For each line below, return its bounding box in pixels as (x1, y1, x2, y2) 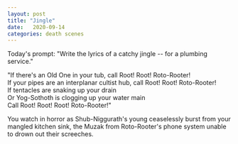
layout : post (7, 10, 46, 18)
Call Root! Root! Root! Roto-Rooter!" (7, 101, 112, 110)
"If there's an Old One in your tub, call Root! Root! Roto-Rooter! (7, 71, 191, 79)
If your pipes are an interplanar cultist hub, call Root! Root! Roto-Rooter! (7, 79, 217, 87)
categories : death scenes (7, 30, 84, 38)
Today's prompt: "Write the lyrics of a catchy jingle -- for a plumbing (7, 50, 208, 58)
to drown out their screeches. (7, 130, 94, 138)
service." (7, 57, 33, 66)
